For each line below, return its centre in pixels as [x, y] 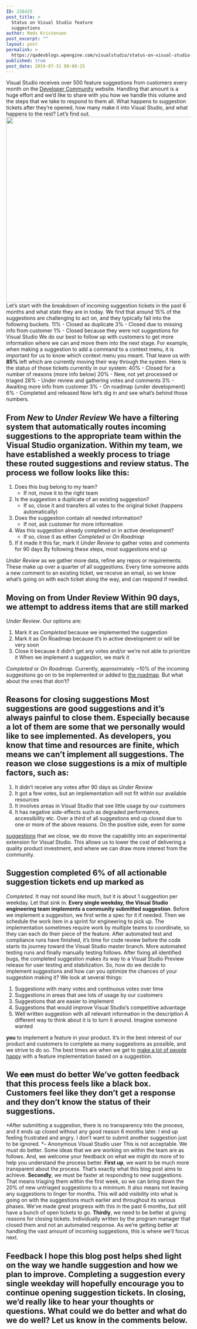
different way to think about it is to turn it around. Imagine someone [96, 1020]
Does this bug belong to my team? [56, 487]
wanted [24, 1026]
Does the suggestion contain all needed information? [78, 518]
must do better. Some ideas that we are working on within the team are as [95, 1150]
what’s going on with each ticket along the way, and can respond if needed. [97, 579]
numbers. [18, 399]
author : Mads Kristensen [36, 33]
